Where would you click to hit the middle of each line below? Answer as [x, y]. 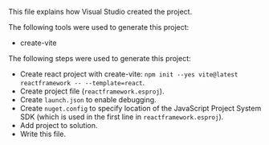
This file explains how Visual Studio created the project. [100, 12]
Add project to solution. [59, 125]
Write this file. [43, 134]
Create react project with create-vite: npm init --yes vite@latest [129, 74]
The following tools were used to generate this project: [99, 27]
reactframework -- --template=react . [82, 83]
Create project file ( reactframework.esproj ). [92, 91]
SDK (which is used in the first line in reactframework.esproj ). [122, 117]
